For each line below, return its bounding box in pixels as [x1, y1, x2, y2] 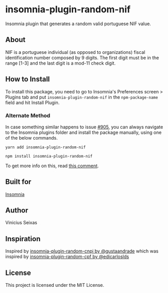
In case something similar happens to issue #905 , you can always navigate [5, 124, 163, 130]
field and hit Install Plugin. [5, 99, 60, 106]
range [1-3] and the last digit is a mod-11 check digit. [5, 60, 116, 66]
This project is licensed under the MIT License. [5, 282, 104, 288]
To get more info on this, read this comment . [5, 163, 99, 169]
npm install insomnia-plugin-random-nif [5, 153, 93, 159]
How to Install [5, 75, 50, 84]
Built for [5, 178, 32, 186]
